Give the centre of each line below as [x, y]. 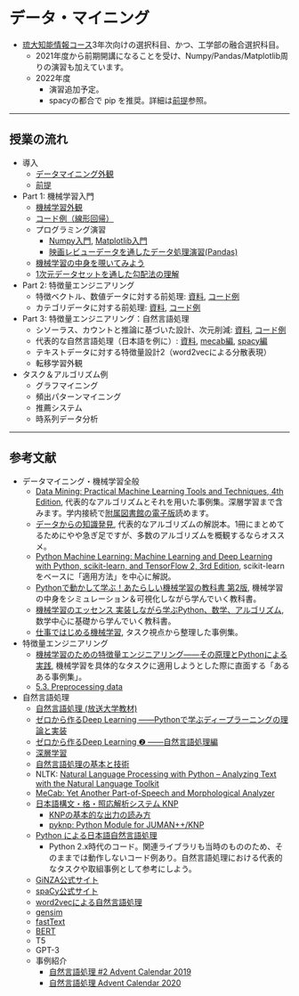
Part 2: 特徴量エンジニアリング [78, 285]
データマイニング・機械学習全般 [81, 481]
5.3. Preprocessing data [79, 686]
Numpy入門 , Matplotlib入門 [98, 241]
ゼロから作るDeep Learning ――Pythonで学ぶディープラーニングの [158, 719]
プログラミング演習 [71, 229]
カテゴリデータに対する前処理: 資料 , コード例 [118, 307]
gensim [49, 912]
